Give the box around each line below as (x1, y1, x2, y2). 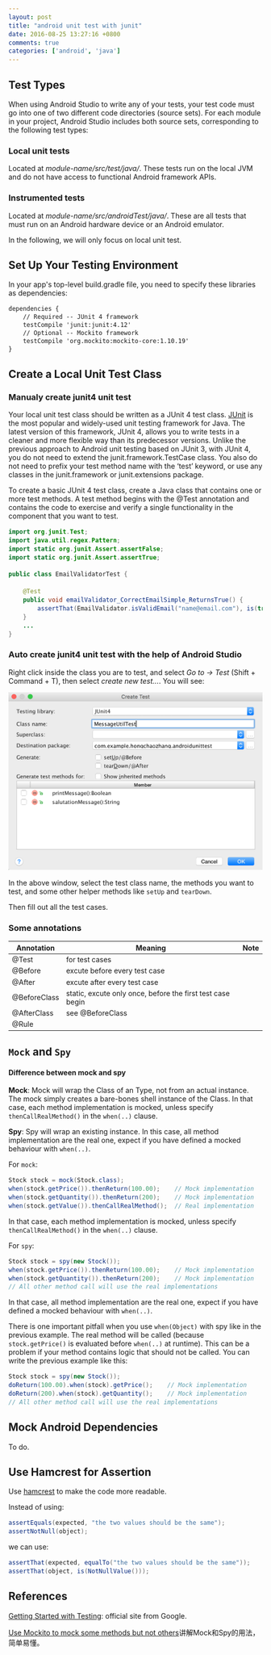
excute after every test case (65, 977, 159, 987)
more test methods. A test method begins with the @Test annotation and (8, 494, 250, 504)
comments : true (8, 39, 60, 47)
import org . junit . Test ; (8, 528, 89, 536)
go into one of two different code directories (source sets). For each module (8, 107, 261, 117)
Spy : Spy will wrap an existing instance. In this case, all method (8, 1127, 219, 1137)
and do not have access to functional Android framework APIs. (8, 172, 217, 182)
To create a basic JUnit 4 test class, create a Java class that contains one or (8, 485, 262, 496)
